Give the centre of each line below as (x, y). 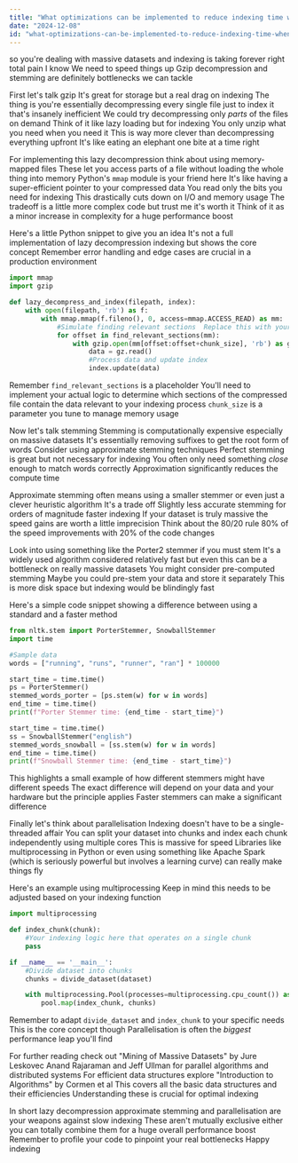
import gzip (31, 286)
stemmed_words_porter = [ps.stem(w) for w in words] (109, 696)
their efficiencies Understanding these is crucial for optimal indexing (134, 1094)
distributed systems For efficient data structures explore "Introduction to (141, 1075)
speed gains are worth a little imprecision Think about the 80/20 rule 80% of (149, 523)
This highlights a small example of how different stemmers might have (137, 779)
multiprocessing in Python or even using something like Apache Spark (137, 852)
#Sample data (33, 655)
